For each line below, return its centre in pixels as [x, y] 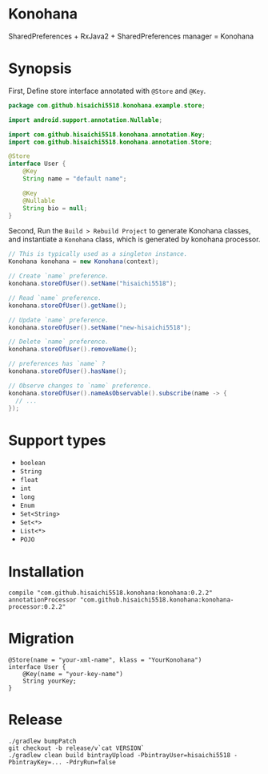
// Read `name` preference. [55, 298]
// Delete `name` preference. [59, 342]
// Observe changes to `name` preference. [80, 386]
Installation [46, 571]
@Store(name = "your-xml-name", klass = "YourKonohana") [105, 660]
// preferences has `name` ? [57, 364]
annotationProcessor [43, 600]
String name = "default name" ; [75, 179]
